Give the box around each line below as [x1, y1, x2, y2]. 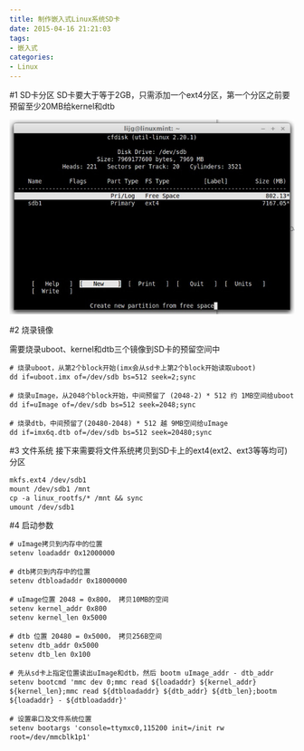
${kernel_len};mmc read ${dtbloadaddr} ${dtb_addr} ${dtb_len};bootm [9, 687, 278, 697]
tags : [9, 34, 30, 43]
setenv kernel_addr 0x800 [9, 604, 107, 613]
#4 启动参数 [9, 520, 54, 531]
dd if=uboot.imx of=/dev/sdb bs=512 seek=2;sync [9, 372, 196, 382]
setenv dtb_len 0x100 [9, 650, 91, 660]
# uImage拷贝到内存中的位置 [9, 540, 103, 549]
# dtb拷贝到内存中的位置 [9, 567, 90, 577]
